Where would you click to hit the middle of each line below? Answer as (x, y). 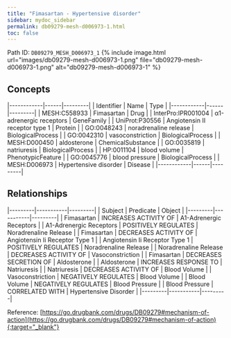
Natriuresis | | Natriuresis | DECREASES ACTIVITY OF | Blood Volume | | (110, 269)
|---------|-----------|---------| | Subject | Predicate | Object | (96, 210)
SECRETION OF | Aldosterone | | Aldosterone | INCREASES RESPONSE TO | (115, 262)
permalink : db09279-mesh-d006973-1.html (67, 26)
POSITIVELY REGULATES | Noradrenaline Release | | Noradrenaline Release (115, 247)
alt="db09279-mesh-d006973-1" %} (108, 67)
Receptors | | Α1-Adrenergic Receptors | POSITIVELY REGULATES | (103, 225)
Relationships (37, 194)
